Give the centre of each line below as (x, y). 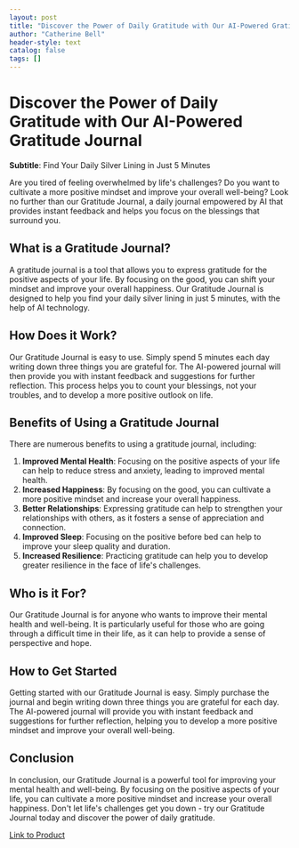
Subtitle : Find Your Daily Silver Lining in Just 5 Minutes (110, 165)
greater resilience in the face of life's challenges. (112, 565)
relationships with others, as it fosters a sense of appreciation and (143, 518)
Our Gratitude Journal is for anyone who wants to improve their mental (138, 615)
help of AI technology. (50, 307)
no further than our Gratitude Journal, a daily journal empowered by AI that (146, 201)
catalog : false (37, 51)
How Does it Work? (63, 336)
